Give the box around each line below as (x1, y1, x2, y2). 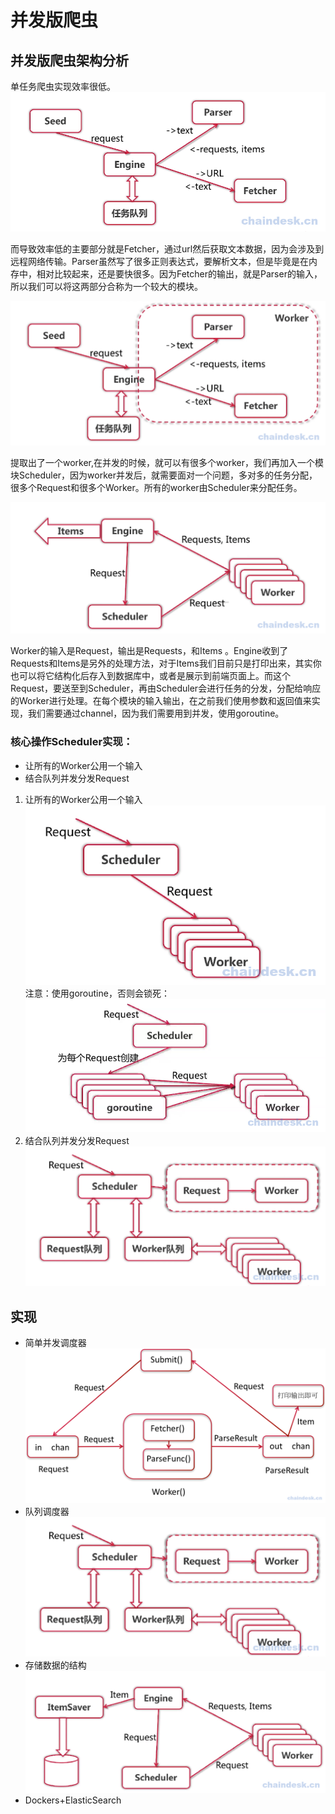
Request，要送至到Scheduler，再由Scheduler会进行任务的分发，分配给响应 (10, 682, 322, 695)
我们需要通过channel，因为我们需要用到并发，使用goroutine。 (27, 707, 285, 720)
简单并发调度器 (24, 1337, 87, 1349)
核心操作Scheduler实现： (10, 735, 134, 749)
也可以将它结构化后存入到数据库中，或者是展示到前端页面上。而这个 (10, 670, 291, 682)
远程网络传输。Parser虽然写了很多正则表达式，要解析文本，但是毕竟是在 (10, 255, 309, 267)
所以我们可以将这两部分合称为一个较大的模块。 (10, 280, 203, 292)
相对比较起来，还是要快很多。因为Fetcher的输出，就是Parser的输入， (36, 267, 323, 280)
